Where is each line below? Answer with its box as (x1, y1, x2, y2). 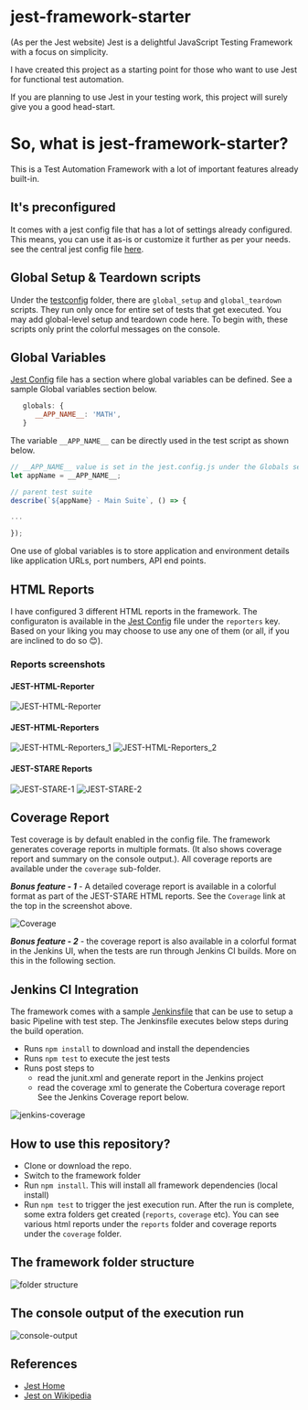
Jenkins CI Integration (10, 981, 139, 998)
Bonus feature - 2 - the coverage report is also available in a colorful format (10, 935, 297, 947)
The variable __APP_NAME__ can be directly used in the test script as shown (10, 434, 289, 445)
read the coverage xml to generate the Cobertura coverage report (37, 1082, 286, 1094)
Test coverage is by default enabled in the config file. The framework (10, 834, 271, 845)
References (10, 1356, 78, 1372)
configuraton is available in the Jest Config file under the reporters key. (10, 615, 281, 626)
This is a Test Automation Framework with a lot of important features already (10, 163, 299, 175)
